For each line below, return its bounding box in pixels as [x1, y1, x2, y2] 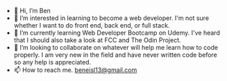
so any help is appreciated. [13, 58, 92, 66]
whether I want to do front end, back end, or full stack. [13, 21, 170, 29]
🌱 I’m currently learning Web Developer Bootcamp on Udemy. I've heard [13, 28, 220, 37]
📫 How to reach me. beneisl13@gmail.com [13, 66, 137, 74]
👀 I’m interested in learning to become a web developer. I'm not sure [13, 14, 210, 22]
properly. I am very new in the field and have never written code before [13, 51, 217, 59]
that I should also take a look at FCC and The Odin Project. [13, 36, 182, 44]
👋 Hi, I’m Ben [13, 7, 51, 15]
